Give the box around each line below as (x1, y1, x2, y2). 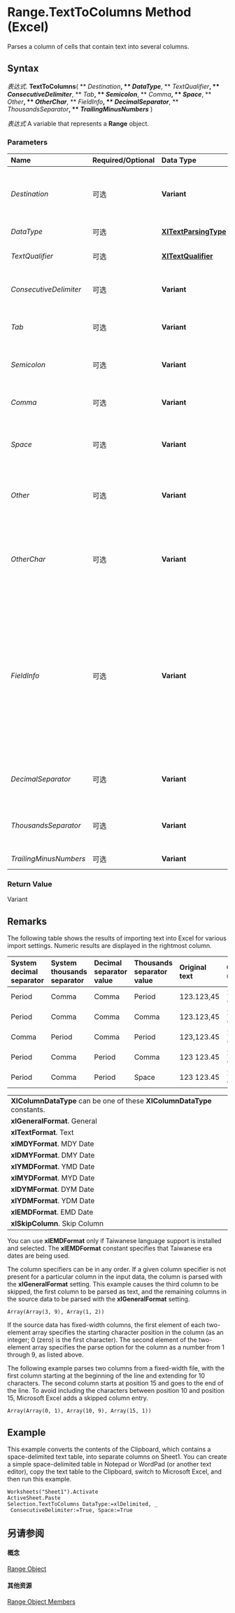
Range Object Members (7, 1597, 76, 1605)
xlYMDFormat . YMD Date (10, 1162, 95, 1172)
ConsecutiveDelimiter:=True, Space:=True (10, 1506, 133, 1514)
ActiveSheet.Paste (7, 1494, 61, 1502)
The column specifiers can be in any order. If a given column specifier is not (7, 1265, 227, 1274)
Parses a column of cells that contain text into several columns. (7, 42, 190, 50)
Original (179, 963, 207, 973)
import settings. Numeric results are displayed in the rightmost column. (7, 942, 212, 950)
